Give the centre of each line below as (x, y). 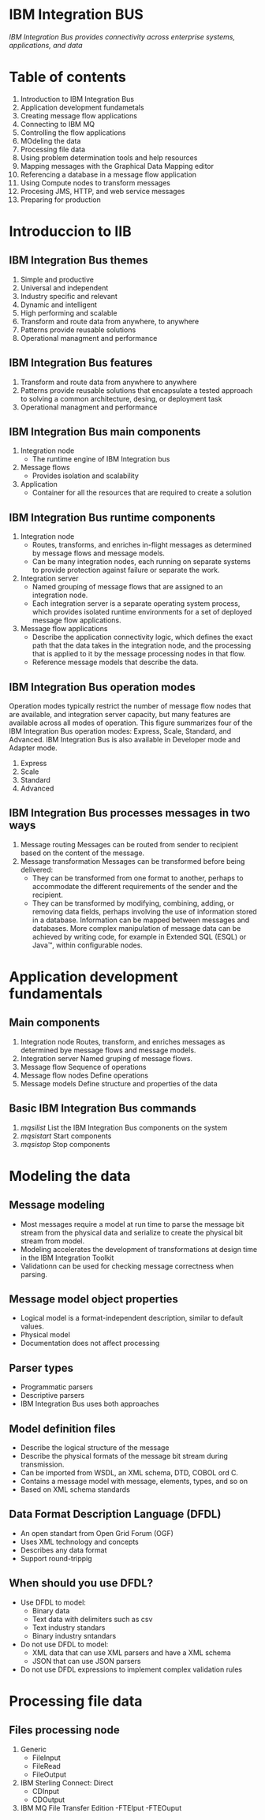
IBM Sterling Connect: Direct (67, 1783)
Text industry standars (69, 1628)
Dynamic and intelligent (59, 305)
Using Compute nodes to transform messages (95, 182)
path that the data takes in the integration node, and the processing (142, 645)
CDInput (46, 1791)
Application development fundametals (82, 107)
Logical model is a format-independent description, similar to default (132, 1318)
